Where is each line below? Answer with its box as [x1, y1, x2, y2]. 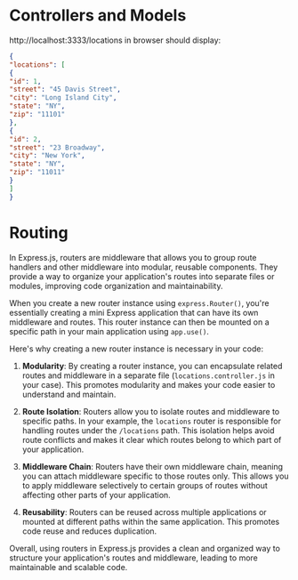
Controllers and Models [9, 5, 187, 26]
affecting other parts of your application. [21, 489, 171, 500]
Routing [9, 222, 68, 243]
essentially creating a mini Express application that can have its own [9, 307, 259, 318]
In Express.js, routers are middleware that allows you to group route [9, 252, 257, 262]
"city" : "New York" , [9, 151, 86, 160]
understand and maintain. [21, 389, 117, 399]
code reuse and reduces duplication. [21, 526, 157, 536]
